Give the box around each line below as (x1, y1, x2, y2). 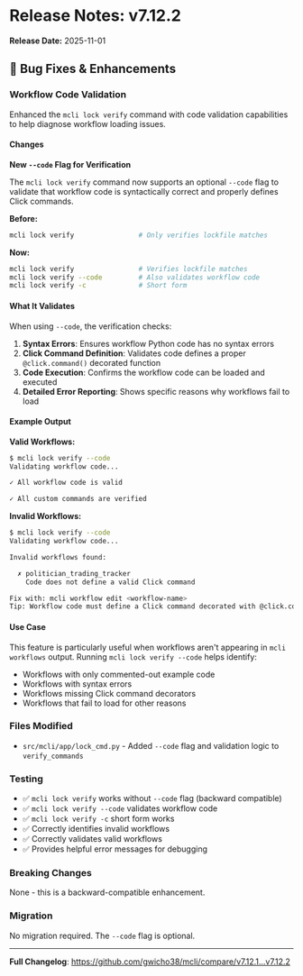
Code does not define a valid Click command (25, 578, 196, 587)
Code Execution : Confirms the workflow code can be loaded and (22, 367, 266, 378)
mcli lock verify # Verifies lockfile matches (9, 264, 248, 273)
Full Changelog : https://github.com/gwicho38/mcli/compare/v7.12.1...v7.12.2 (9, 956, 291, 967)
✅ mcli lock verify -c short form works (22, 813, 175, 825)
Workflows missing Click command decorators (22, 688, 197, 698)
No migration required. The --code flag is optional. (9, 930, 196, 941)
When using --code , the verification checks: (9, 321, 172, 332)
